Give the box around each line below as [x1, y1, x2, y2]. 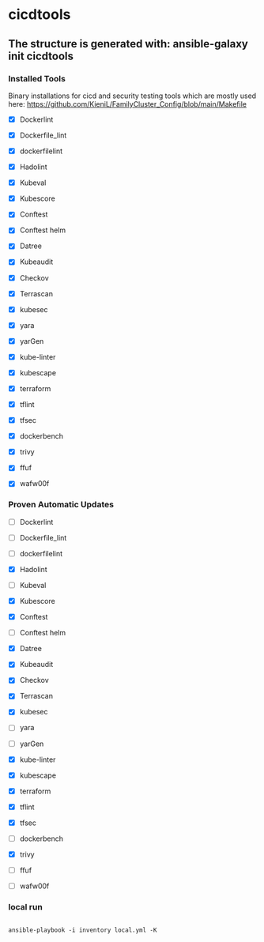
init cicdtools [8, 49, 74, 62]
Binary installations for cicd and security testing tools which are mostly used [8, 91, 257, 100]
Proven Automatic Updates [8, 499, 115, 511]
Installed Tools [8, 73, 66, 84]
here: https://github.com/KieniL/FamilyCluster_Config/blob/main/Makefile [8, 99, 247, 108]
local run [8, 902, 43, 913]
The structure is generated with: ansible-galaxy [8, 37, 249, 51]
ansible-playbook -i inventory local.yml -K [8, 926, 157, 934]
